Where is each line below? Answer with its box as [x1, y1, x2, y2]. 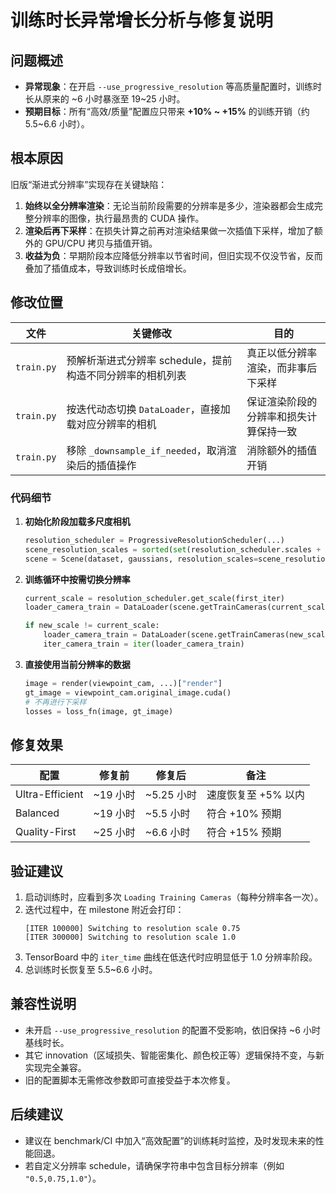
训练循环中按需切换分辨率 [24, 573, 131, 585]
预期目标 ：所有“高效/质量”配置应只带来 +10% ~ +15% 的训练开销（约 [24, 106, 310, 117]
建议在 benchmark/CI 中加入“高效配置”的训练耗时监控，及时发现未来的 [24, 1134, 316, 1146]
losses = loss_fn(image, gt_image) [24, 706, 174, 716]
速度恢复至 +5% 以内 [206, 788, 305, 802]
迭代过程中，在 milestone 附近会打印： [24, 904, 185, 916]
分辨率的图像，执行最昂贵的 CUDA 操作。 [33, 212, 205, 224]
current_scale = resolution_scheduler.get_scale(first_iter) [24, 593, 286, 603]
